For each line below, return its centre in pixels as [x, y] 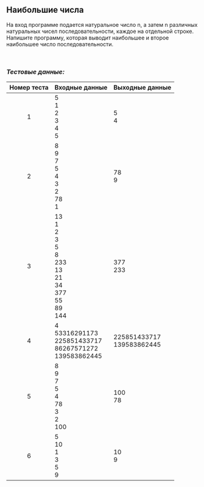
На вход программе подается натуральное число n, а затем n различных [102, 24]
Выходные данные [142, 88]
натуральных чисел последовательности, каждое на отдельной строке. [100, 31]
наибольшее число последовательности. [60, 44]
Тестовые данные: [36, 71]
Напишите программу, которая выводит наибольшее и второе [88, 37]
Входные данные [81, 88]
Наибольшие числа [45, 10]
